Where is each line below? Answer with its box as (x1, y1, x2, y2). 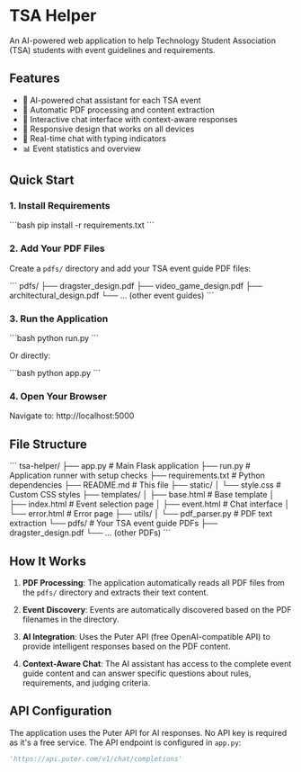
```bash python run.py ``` (9, 333, 100, 344)
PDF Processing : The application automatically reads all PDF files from (22, 577, 285, 588)
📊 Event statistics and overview (22, 143, 141, 154)
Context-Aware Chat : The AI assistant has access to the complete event (22, 658, 292, 669)
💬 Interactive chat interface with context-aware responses (22, 113, 238, 124)
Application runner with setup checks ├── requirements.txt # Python (9, 470, 265, 481)
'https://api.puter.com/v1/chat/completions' (9, 754, 182, 763)
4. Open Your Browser (9, 390, 108, 402)
